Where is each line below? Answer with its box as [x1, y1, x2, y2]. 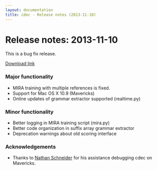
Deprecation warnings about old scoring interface [12, 130, 117, 137]
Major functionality [5, 73, 54, 80]
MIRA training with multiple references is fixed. [12, 85, 110, 91]
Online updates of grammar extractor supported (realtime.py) [12, 95, 141, 101]
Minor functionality [5, 108, 54, 115]
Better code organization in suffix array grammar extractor [12, 125, 135, 131]
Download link [5, 60, 35, 66]
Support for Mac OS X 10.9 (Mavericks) [12, 90, 95, 96]
